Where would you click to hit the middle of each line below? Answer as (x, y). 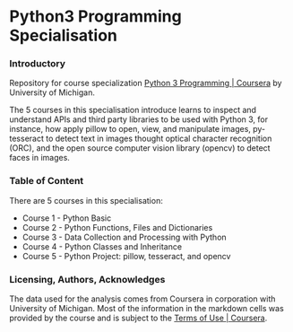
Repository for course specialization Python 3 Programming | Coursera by (146, 83)
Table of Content (47, 181)
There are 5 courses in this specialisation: (86, 200)
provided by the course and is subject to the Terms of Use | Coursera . (138, 318)
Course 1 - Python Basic (67, 218)
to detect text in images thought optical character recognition (159, 139)
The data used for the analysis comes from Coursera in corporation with (142, 299)
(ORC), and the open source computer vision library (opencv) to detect (140, 148)
